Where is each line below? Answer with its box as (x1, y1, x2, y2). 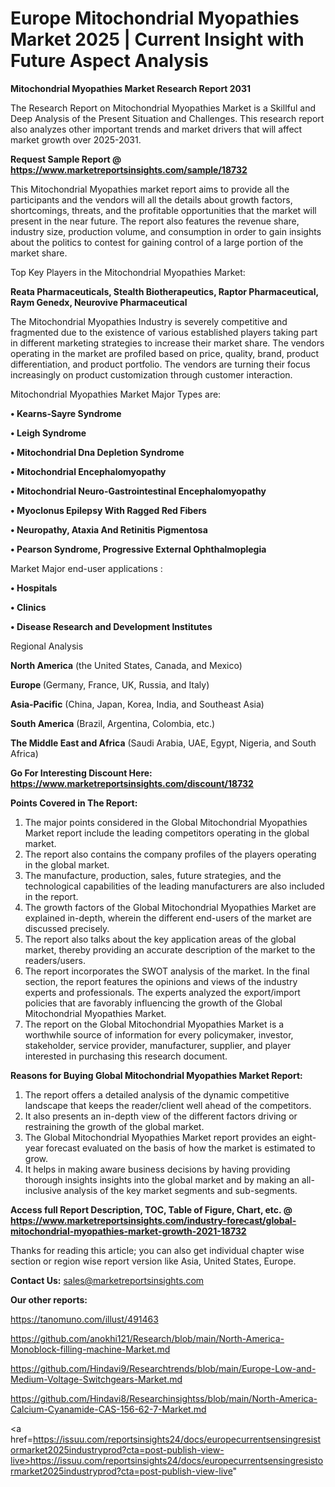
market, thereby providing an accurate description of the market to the (24, 943, 316, 956)
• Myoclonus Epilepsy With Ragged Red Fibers (10, 504, 207, 516)
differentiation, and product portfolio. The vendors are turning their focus (10, 358, 311, 370)
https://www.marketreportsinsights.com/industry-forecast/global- (10, 1214, 297, 1226)
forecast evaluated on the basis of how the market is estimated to (45, 1142, 316, 1154)
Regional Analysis (10, 640, 84, 652)
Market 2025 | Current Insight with (10, 28, 305, 51)
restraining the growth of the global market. (24, 1120, 205, 1132)
